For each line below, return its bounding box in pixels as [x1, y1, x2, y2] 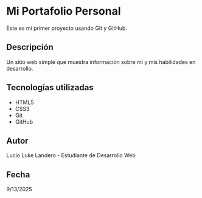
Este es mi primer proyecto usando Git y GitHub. [6, 24, 128, 32]
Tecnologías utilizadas [6, 82, 94, 93]
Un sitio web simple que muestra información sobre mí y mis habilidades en [6, 58, 196, 65]
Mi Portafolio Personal [6, 4, 121, 18]
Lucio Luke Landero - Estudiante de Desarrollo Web [6, 152, 136, 159]
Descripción [6, 42, 54, 52]
